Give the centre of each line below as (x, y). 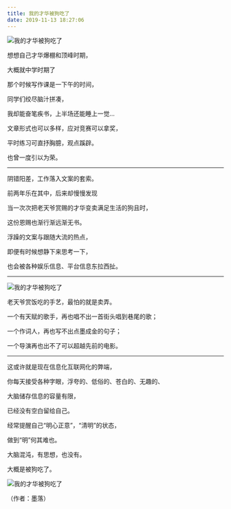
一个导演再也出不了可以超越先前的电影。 (64, 345)
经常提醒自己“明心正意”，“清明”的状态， (64, 425)
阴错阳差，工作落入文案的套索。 (52, 178)
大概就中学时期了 (31, 69)
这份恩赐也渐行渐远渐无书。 (46, 222)
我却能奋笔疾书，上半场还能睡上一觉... (61, 113)
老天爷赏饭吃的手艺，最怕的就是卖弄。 (61, 302)
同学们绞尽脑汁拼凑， (37, 99)
